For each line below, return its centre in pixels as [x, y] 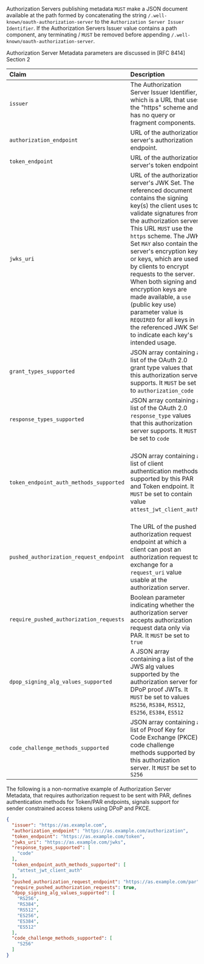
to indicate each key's [161, 335]
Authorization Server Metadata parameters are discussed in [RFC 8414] [96, 53]
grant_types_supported [42, 372]
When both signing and [163, 281]
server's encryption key [164, 251]
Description [148, 74]
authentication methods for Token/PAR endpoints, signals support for [93, 802]
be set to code [150, 438]
